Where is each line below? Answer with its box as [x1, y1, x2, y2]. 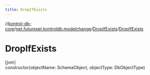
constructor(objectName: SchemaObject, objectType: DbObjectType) [5, 64, 145, 70]
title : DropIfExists [5, 7, 48, 12]
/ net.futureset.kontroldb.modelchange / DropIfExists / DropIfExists [14, 25, 144, 32]
